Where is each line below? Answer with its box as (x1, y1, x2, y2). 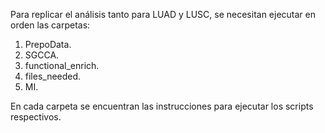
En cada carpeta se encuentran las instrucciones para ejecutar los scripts (10, 100, 314, 112)
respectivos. (10, 111, 62, 123)
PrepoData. (24, 39, 72, 50)
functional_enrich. (24, 60, 100, 71)
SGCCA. (24, 49, 60, 61)
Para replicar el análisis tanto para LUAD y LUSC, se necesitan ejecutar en (10, 9, 317, 20)
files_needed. (24, 70, 82, 82)
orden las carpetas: (10, 19, 91, 31)
